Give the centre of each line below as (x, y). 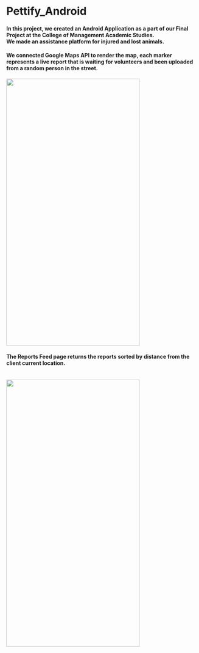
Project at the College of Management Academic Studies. (80, 35)
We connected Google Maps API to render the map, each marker (89, 56)
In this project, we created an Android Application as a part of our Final (97, 28)
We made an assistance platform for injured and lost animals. (85, 41)
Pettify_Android (47, 11)
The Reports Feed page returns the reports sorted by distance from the (98, 356)
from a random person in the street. (52, 68)
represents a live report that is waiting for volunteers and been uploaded (100, 62)
